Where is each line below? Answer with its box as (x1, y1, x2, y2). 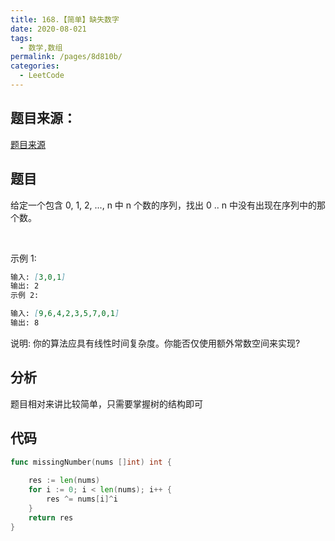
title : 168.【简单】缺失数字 (10, 14, 120, 25)
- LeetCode (19, 71, 65, 81)
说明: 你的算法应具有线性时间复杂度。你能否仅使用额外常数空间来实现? (10, 337, 301, 349)
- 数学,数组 (19, 42, 63, 53)
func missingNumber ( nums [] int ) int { (10, 457, 172, 467)
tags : (10, 33, 33, 43)
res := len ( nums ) (28, 476, 101, 486)
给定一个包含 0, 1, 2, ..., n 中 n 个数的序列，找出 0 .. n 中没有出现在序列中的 (10, 199, 317, 211)
